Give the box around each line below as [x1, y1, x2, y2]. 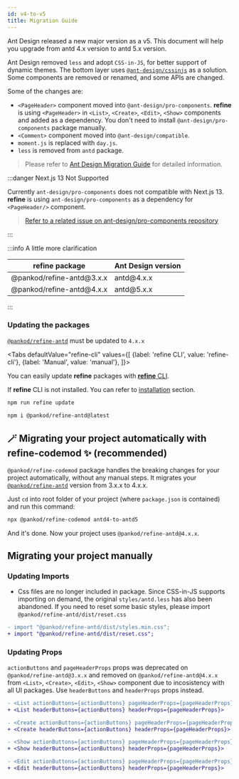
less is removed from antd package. [17, 146, 124, 154]
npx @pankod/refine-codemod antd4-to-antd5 [7, 516, 139, 524]
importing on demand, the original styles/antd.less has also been [17, 595, 213, 603]
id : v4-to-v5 [7, 10, 46, 18]
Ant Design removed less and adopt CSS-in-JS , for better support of [7, 58, 207, 66]
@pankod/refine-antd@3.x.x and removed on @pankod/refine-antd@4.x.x [7, 670, 218, 679]
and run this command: [7, 502, 75, 511]
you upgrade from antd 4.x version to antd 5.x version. [7, 44, 167, 53]
